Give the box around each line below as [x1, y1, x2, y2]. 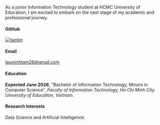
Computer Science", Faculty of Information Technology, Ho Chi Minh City [5, 86, 155, 93]
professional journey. [5, 15, 48, 20]
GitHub [5, 26, 20, 32]
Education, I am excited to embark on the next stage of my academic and [5, 9, 155, 15]
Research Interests [5, 103, 45, 109]
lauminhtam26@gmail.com [5, 59, 60, 65]
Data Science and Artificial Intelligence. [5, 114, 86, 120]
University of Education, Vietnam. [5, 92, 74, 98]
